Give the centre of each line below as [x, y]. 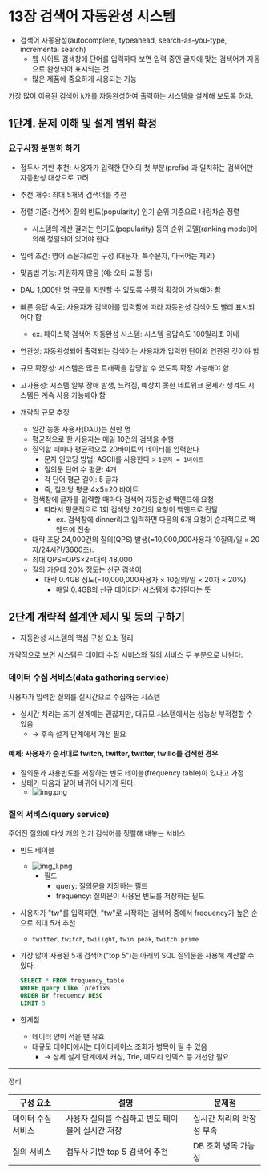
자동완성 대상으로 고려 [54, 177]
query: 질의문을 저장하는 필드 [102, 886]
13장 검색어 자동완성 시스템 [92, 16]
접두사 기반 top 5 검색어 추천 [117, 1152]
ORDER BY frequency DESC [61, 995]
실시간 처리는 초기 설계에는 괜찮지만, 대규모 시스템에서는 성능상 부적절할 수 [137, 714]
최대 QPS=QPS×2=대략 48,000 [82, 559]
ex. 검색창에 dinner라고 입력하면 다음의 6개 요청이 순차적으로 [151, 519]
